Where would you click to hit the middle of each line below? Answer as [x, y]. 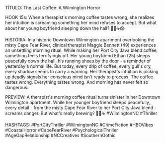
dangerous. [17, 87]
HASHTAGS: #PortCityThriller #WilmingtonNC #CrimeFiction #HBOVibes [79, 125]
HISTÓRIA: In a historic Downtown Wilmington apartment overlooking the [80, 40]
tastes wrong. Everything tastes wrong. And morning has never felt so [77, 82]
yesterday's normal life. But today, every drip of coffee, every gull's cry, [79, 66]
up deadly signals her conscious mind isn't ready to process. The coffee [79, 77]
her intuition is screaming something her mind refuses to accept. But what [81, 23]
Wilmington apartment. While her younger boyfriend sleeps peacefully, [78, 102]
